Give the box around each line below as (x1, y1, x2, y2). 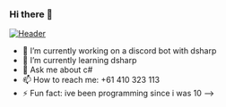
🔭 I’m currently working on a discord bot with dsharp (22, 45, 217, 56)
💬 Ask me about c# (22, 64, 93, 75)
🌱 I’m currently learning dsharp (22, 55, 137, 66)
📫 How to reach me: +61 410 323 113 (22, 75, 160, 86)
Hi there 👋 (9, 8, 54, 21)
